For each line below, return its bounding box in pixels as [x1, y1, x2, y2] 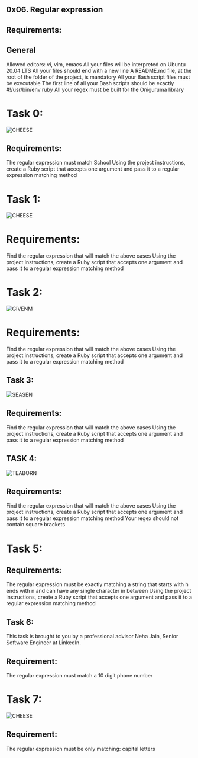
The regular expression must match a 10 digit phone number [6, 672, 153, 679]
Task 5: [6, 542, 43, 555]
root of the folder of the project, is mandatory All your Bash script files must [6, 73, 190, 81]
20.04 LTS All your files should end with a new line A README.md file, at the [6, 67, 192, 74]
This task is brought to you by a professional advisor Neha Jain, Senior [6, 633, 178, 640]
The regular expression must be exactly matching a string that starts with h [6, 581, 189, 588]
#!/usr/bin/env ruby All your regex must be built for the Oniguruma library [6, 86, 184, 93]
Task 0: [6, 107, 43, 120]
